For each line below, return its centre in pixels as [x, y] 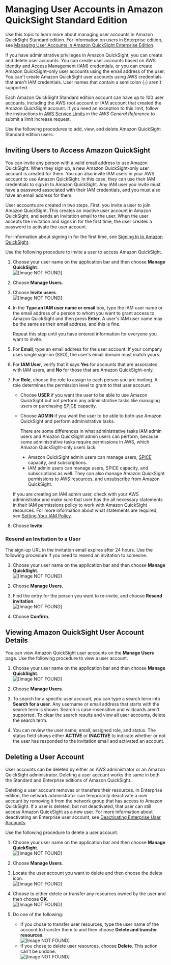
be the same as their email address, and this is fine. [66, 324]
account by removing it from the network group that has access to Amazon [84, 801]
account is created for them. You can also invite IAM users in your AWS [80, 173]
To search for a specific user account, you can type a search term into [86, 698]
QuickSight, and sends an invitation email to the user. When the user [77, 216]
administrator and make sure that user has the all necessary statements [88, 499]
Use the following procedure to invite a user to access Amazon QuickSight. [84, 252]
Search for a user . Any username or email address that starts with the [86, 704]
